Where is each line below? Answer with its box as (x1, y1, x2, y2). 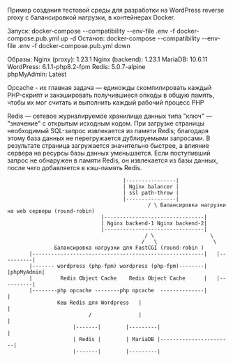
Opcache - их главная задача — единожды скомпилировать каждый (7, 84, 212, 91)
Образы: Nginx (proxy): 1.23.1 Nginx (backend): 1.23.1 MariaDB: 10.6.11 (7, 55, 208, 63)
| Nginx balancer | (122, 183, 179, 190)
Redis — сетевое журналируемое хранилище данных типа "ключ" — (7, 112, 213, 120)
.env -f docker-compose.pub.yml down (17, 42, 130, 50)
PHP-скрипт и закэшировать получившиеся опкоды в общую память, (7, 91, 215, 99)
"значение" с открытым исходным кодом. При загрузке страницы (7, 119, 204, 128)
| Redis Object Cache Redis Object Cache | (29, 275, 208, 282)
